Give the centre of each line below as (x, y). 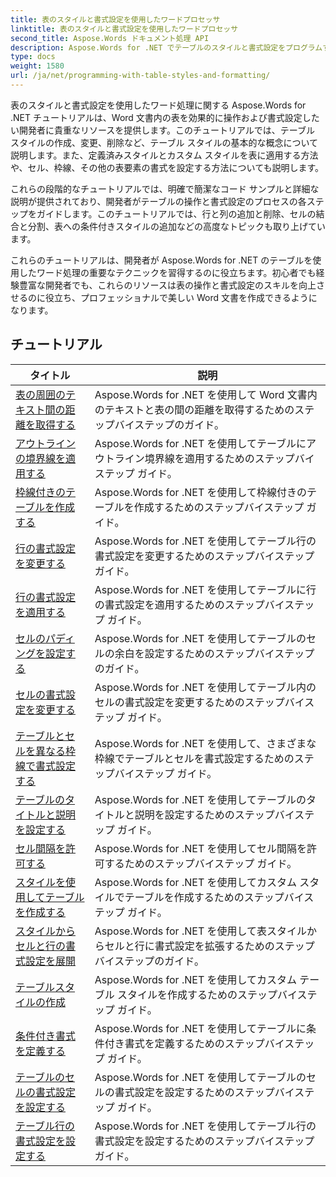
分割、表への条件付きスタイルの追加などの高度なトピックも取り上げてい (176, 226)
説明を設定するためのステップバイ (214, 814)
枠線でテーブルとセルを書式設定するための (194, 758)
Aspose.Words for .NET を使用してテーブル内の (205, 687)
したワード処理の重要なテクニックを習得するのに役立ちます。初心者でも (167, 272)
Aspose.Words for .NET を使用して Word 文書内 (206, 394)
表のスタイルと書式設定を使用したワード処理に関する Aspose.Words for (158, 105)
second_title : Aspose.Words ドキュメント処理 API (110, 38)
